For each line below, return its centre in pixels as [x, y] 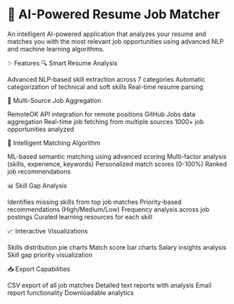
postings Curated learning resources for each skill [80, 217]
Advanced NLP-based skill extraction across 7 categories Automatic [106, 79]
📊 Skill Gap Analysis [37, 186]
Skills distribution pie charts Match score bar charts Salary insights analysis [117, 247]
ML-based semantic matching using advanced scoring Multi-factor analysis [117, 156]
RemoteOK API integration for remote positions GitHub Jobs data [101, 114]
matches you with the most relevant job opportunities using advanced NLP [116, 41]
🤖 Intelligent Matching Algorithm [54, 142]
